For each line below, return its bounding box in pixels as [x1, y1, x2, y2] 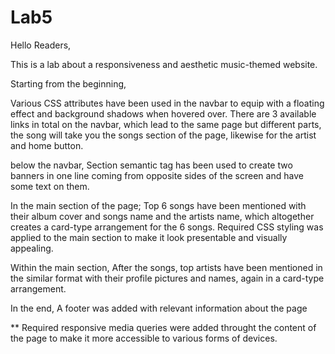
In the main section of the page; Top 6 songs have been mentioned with [10, 199, 307, 211]
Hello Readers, [10, 39, 72, 51]
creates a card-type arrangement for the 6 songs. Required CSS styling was [10, 221, 324, 233]
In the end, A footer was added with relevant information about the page [10, 302, 308, 314]
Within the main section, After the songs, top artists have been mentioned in [10, 261, 323, 273]
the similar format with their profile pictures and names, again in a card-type [10, 272, 325, 284]
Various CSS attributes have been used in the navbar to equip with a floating [10, 97, 325, 109]
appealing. [10, 242, 54, 254]
